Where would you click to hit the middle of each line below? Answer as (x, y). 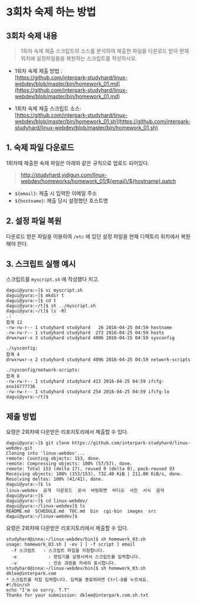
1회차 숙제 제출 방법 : (39, 71)
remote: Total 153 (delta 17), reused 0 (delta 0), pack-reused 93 (91, 469)
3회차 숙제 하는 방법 (51, 12)
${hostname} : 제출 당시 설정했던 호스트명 (61, 201)
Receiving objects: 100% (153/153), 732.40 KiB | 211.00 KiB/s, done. (94, 474)
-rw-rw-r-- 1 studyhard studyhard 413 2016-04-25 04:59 (76, 382)
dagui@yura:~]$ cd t (31, 301)
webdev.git (19, 448)
